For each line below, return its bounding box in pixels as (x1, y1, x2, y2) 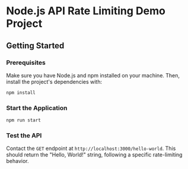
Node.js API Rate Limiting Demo (6, 4, 166, 18)
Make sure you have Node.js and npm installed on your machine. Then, (6, 71, 180, 79)
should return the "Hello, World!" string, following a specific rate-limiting (6, 151, 183, 158)
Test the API (6, 131, 42, 139)
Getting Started (6, 40, 65, 51)
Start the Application (6, 104, 68, 112)
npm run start (6, 117, 42, 123)
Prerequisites (6, 58, 46, 67)
